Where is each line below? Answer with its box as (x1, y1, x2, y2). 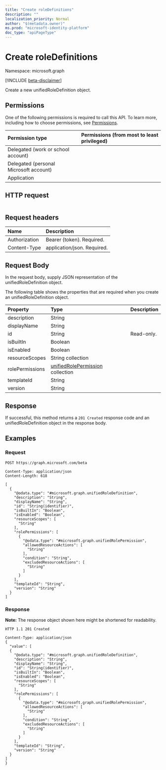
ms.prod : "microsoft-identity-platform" (5, 26, 90, 31)
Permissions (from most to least (81, 131, 159, 138)
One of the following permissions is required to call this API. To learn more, (5, 114, 158, 120)
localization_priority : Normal (5, 16, 70, 21)
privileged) (81, 137, 108, 144)
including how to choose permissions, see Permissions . (5, 120, 119, 126)
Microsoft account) (7, 166, 52, 173)
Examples (5, 434, 36, 443)
